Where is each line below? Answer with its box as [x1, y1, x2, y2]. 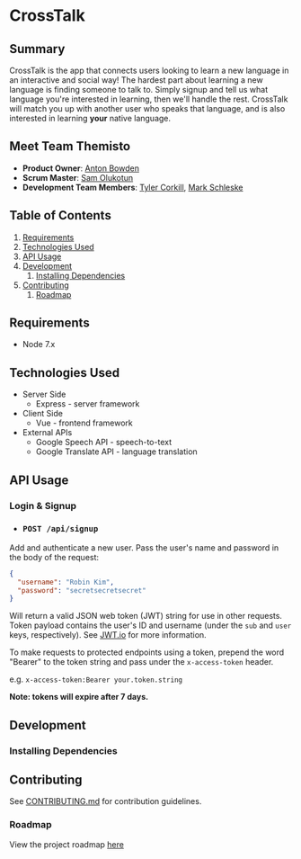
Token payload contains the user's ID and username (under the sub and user [9, 620, 292, 631]
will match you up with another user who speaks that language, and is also [9, 103, 286, 113]
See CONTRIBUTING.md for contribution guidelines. [9, 796, 202, 807]
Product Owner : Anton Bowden [22, 163, 139, 174]
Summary [9, 41, 66, 57]
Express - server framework [35, 398, 140, 409]
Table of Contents [9, 208, 112, 223]
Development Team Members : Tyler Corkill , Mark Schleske [22, 182, 243, 192]
